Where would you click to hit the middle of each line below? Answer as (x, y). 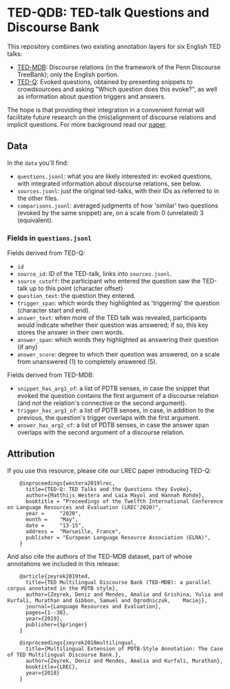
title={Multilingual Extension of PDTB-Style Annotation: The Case (124, 649)
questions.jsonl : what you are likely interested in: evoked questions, (115, 176)
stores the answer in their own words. (71, 332)
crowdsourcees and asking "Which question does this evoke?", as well (117, 89)
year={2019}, (44, 619)
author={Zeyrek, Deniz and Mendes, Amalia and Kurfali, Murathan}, (124, 661)
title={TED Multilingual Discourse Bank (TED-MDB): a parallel (118, 582)
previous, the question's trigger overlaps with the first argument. (108, 418)
